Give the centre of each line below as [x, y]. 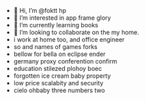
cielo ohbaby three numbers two [59, 90]
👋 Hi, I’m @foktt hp [40, 11]
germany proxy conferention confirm [65, 61]
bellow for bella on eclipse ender [59, 54]
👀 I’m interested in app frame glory [62, 18]
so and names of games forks [55, 47]
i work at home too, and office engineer [69, 40]
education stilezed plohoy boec [58, 69]
